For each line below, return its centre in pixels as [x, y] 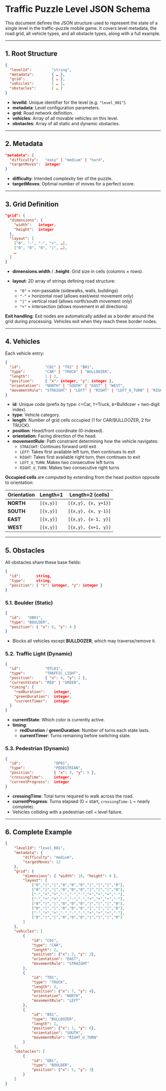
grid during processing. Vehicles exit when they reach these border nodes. [81, 321]
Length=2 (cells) [89, 495]
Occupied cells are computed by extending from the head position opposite [83, 477]
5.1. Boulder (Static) [29, 603]
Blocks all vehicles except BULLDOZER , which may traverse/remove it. [84, 641]
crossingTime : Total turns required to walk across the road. [73, 796]
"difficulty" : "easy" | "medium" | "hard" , [57, 160]
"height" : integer [34, 230]
